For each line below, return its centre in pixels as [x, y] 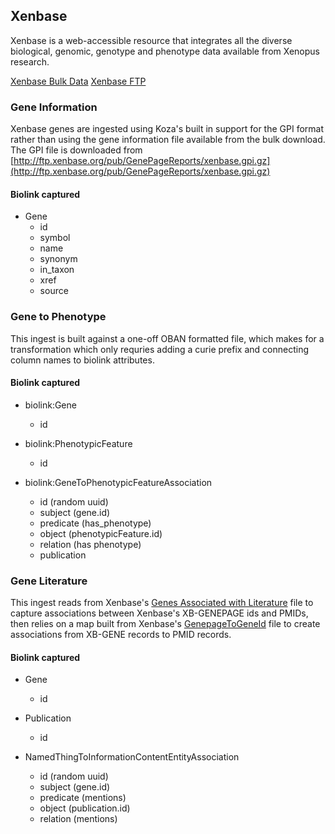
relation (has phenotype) [90, 544]
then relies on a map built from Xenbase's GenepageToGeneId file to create [165, 624]
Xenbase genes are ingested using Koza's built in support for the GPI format [167, 129]
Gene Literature [49, 581]
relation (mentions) [78, 819]
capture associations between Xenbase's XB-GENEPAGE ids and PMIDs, [159, 613]
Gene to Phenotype [58, 317]
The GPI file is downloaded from [76, 150]
